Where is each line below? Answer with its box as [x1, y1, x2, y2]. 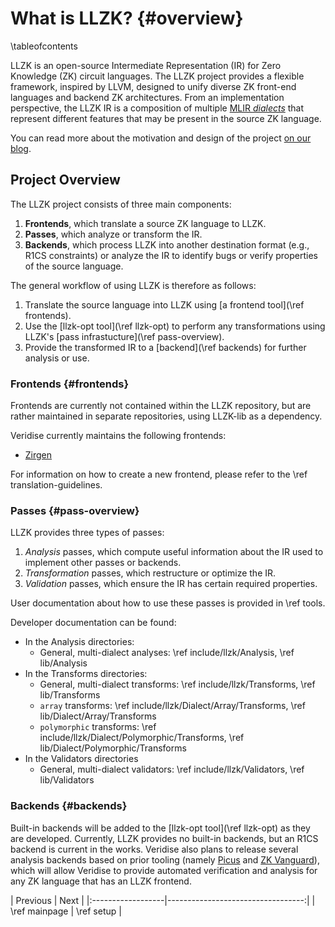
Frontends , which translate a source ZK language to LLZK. [24, 217, 267, 229]
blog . [10, 142, 32, 154]
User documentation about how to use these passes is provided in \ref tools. [10, 597, 326, 609]
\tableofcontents [10, 40, 78, 52]
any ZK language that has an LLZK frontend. [10, 875, 192, 887]
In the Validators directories [24, 753, 139, 765]
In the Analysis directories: [24, 636, 135, 648]
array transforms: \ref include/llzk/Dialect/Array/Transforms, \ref [39, 700, 306, 712]
